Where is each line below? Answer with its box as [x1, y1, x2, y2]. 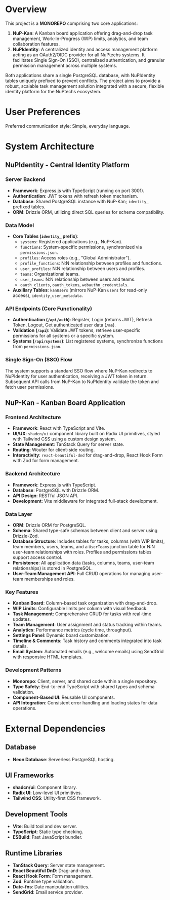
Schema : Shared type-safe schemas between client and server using [12, 527, 158, 533]
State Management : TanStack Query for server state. [12, 441, 124, 447]
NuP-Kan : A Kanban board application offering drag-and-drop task [12, 30, 153, 36]
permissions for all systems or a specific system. [12, 333, 115, 339]
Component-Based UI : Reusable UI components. [12, 694, 115, 700]
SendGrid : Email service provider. [12, 889, 83, 895]
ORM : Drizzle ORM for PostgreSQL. [12, 522, 87, 528]
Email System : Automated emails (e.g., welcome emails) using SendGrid [12, 649, 164, 655]
